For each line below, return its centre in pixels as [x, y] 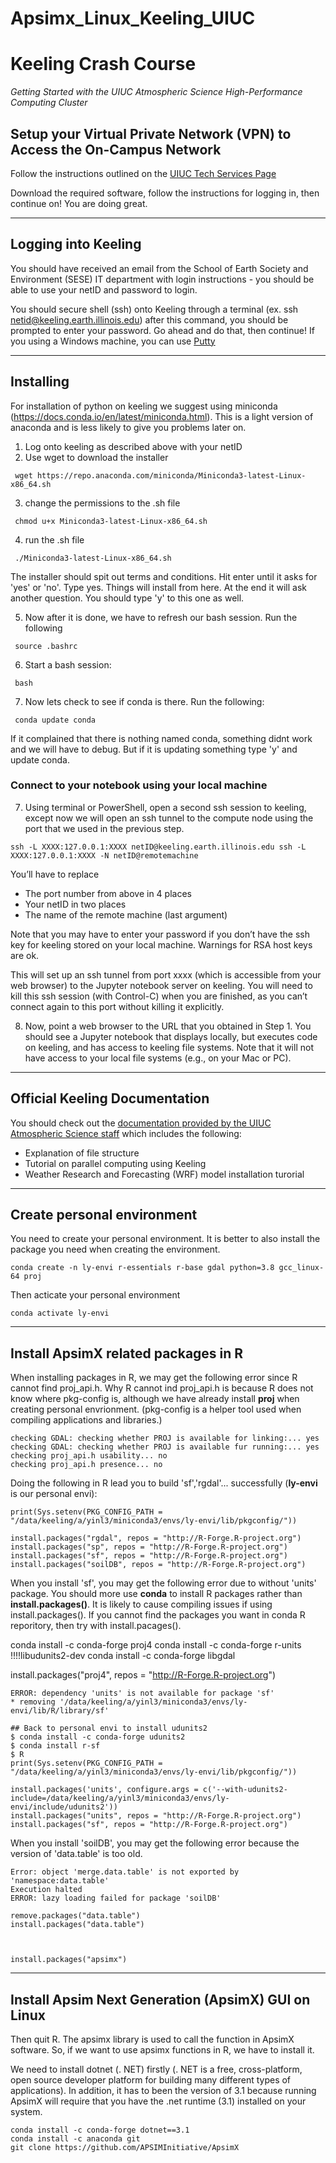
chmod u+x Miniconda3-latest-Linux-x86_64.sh [111, 521]
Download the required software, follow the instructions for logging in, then [165, 193]
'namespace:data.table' [60, 1881]
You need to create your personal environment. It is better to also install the [165, 1239]
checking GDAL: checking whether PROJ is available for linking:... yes [165, 1438]
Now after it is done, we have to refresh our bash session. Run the [161, 617]
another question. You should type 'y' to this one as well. [127, 598]
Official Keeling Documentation [110, 1098]
